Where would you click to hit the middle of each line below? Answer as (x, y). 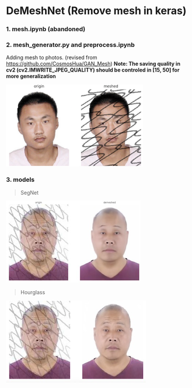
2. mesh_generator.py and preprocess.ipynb (71, 45)
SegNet (29, 192)
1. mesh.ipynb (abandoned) (46, 29)
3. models (20, 180)
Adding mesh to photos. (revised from (52, 57)
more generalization (31, 76)
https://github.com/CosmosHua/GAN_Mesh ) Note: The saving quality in (93, 64)
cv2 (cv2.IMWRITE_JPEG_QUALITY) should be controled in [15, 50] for (93, 70)
